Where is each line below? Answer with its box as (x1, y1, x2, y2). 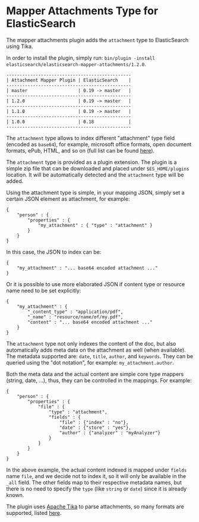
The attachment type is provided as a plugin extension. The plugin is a (6, 159, 177, 166)
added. (6, 177, 24, 185)
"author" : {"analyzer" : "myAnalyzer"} (59, 429, 161, 436)
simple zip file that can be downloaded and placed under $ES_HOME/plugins (6, 164, 189, 172)
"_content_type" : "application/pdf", (27, 309, 124, 315)
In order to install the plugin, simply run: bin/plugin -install (6, 54, 156, 61)
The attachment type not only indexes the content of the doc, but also (6, 340, 176, 347)
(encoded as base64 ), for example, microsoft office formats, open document (6, 141, 192, 148)
